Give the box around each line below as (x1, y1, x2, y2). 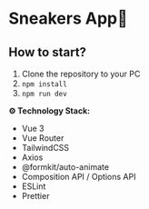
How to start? (8, 45, 87, 60)
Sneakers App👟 (8, 8, 128, 29)
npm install (21, 80, 67, 89)
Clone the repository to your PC (21, 68, 141, 79)
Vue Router (21, 133, 65, 144)
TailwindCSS (21, 143, 70, 153)
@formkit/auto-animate (21, 162, 110, 172)
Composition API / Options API (21, 172, 136, 182)
